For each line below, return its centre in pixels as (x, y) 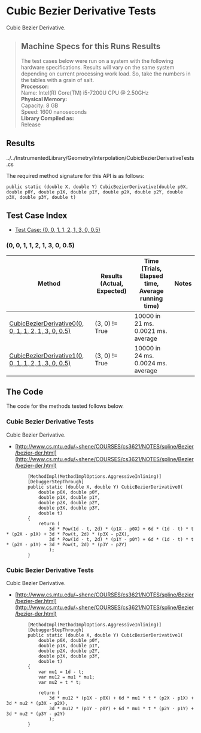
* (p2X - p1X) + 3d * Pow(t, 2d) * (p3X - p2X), (68, 534)
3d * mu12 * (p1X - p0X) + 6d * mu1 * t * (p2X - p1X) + (121, 698)
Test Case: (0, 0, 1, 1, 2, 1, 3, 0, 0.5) (57, 230)
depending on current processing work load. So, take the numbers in (106, 74)
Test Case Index (37, 215)
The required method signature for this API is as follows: (75, 175)
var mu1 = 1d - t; (61, 672)
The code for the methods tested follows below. (65, 406)
